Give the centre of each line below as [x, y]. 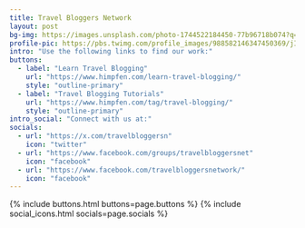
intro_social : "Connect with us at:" [81, 119]
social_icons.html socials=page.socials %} [89, 213]
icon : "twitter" [57, 144]
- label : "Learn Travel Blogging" [83, 69]
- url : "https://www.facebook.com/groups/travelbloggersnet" [136, 153]
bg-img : [24, 35]
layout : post [34, 26]
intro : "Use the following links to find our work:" [111, 52]
